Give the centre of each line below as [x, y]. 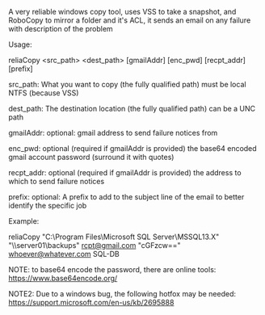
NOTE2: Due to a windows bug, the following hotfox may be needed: [122, 294]
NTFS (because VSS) [44, 93]
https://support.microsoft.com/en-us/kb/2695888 [91, 302]
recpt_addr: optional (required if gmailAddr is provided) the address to [125, 172]
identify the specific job [48, 206]
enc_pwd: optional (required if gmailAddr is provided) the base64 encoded [132, 148]
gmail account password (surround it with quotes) [91, 157]
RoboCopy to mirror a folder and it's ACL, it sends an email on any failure [130, 20]
